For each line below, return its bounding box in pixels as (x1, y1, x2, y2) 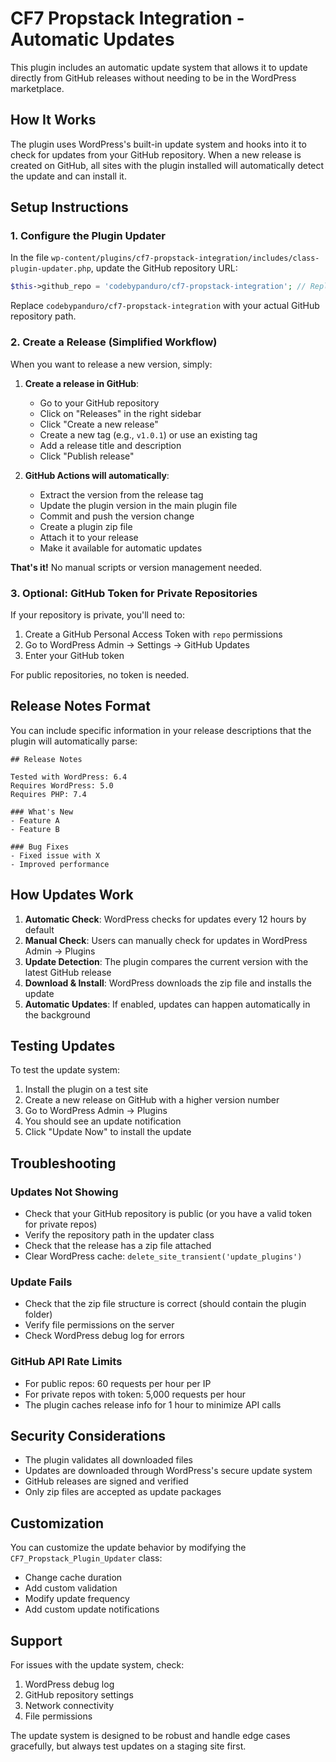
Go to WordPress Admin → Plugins (24, 1105, 168, 1117)
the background (24, 1008, 91, 1021)
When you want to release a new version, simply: (10, 358, 213, 370)
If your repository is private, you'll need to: (10, 608, 185, 621)
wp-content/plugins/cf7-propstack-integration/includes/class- (51, 253, 320, 264)
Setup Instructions (10, 199, 129, 216)
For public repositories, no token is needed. (10, 668, 190, 681)
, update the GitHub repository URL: (90, 262, 238, 274)
